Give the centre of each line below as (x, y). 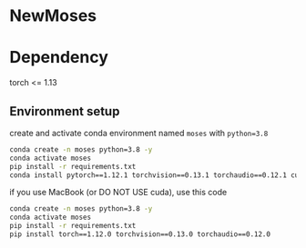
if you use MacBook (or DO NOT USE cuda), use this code (118, 193)
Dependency (59, 58)
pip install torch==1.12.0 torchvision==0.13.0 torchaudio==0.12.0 (140, 234)
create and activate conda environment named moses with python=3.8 (139, 133)
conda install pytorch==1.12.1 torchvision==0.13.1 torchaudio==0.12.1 (148, 175)
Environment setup (65, 111)
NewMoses (53, 16)
